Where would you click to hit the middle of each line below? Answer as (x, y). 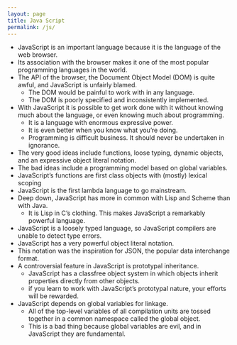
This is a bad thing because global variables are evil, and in (115, 327)
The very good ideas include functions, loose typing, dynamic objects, (121, 153)
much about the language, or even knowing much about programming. (121, 115)
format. (28, 258)
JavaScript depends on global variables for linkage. (93, 304)
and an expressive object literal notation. (77, 160)
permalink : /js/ (31, 27)
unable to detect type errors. (60, 236)
